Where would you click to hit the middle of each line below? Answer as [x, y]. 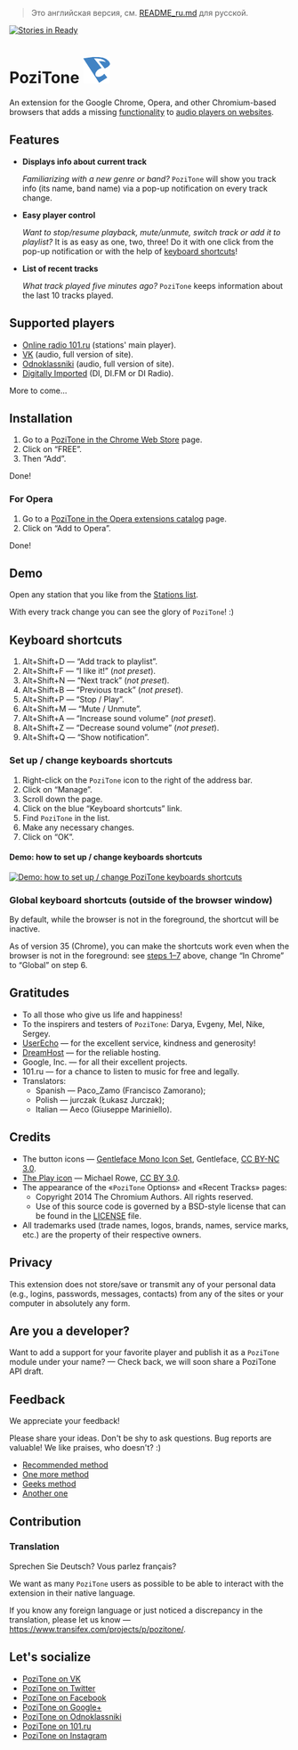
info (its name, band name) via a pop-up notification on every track [145, 188]
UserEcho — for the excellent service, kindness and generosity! [139, 1043]
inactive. [25, 929]
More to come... [38, 390]
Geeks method [49, 1484]
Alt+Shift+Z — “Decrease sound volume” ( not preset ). [121, 728]
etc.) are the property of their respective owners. [112, 1235]
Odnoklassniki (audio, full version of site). [98, 364]
